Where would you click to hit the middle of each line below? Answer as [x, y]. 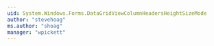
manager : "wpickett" [37, 32]
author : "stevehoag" [37, 20]
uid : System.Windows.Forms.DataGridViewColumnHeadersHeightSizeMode [107, 13]
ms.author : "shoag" [35, 26]
